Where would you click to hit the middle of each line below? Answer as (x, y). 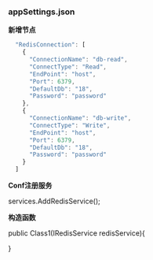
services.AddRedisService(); (54, 201)
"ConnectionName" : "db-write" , (80, 118)
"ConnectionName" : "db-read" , (78, 60)
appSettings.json (42, 12)
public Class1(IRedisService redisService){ (76, 233)
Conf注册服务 (30, 186)
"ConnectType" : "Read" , (68, 67)
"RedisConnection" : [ (51, 45)
